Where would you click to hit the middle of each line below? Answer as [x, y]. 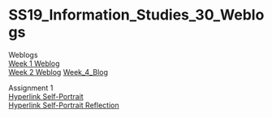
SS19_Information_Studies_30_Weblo [136, 15]
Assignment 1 [31, 88]
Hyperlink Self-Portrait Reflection [64, 105]
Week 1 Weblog [34, 63]
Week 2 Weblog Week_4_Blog [58, 72]
